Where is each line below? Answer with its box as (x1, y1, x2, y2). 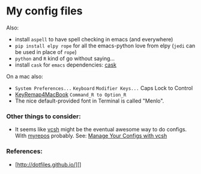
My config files (6, 4, 83, 18)
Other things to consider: (6, 112, 81, 121)
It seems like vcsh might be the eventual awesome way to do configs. (14, 126, 187, 133)
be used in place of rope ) (14, 48, 77, 55)
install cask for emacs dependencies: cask (14, 61, 117, 68)
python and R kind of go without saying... (14, 55, 115, 62)
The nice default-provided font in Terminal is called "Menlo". (14, 97, 164, 104)
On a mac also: (6, 73, 43, 80)
